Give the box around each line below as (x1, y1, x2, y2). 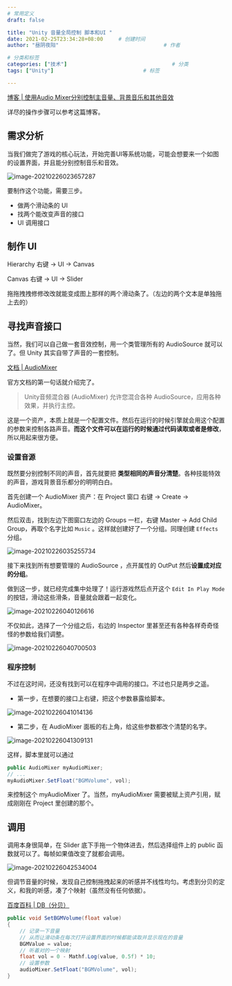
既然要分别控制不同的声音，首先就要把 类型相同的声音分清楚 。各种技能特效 (7, 469, 221, 478)
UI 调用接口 (17, 218, 50, 227)
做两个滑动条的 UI (17, 201, 68, 210)
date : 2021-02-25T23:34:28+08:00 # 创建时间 (7, 35, 146, 42)
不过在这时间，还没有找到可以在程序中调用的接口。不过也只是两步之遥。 (7, 679, 213, 688)
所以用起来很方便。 (7, 434, 62, 442)
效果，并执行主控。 (23, 402, 79, 410)
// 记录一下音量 (19, 927, 60, 934)
